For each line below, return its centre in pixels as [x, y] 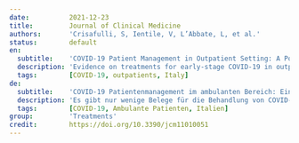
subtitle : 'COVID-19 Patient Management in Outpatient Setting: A [149, 59]
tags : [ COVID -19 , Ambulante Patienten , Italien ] [123, 108]
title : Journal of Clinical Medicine [95, 26]
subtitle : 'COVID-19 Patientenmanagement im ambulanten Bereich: [147, 91]
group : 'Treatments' [63, 116]
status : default [53, 42]
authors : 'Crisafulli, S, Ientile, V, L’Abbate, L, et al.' [135, 34]
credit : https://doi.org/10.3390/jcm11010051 [109, 125]
